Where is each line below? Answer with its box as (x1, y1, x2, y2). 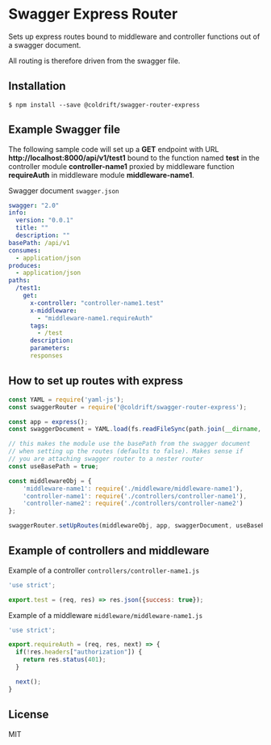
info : (8, 209, 27, 217)
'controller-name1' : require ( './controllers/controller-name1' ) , (23, 492, 248, 500)
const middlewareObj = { (8, 476, 92, 485)
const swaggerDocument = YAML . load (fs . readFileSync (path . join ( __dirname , (8, 425, 262, 434)
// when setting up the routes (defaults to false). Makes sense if (8, 447, 244, 455)
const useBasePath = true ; (8, 462, 99, 470)
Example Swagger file (8, 123, 121, 137)
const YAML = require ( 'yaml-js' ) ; (8, 396, 125, 404)
